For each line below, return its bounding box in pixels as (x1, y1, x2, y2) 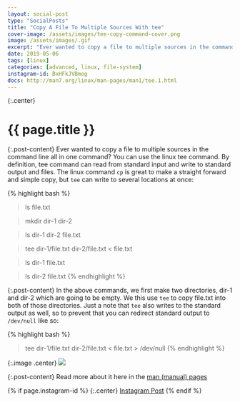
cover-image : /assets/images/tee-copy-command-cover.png (7, 30, 181, 38)
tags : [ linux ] (7, 57, 50, 64)
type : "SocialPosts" (7, 17, 69, 24)
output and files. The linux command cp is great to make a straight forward (7, 168, 226, 176)
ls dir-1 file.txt (24, 258, 66, 267)
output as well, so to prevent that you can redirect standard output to (7, 308, 210, 318)
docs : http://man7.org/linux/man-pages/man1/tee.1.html (7, 76, 177, 84)
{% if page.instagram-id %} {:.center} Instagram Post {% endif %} (7, 386, 202, 395)
